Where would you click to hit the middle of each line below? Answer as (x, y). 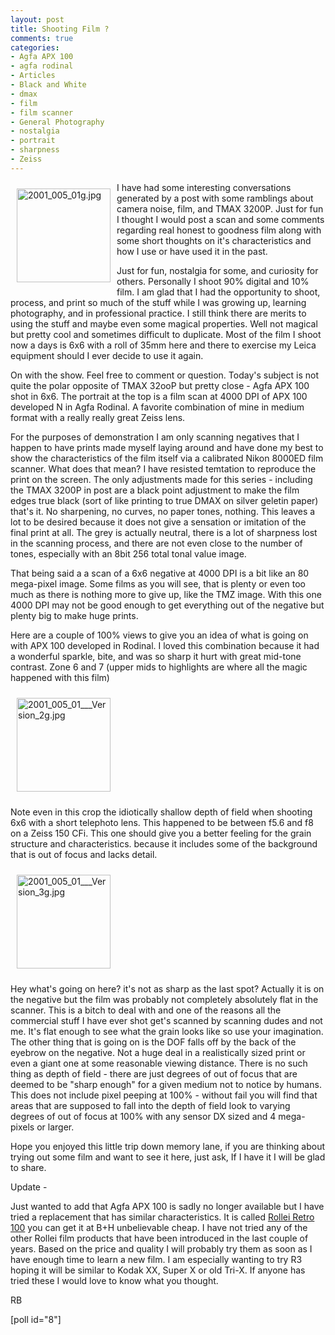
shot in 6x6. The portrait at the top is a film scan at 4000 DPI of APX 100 (159, 396)
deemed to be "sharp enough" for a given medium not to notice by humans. (166, 1084)
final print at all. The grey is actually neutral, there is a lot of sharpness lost (164, 532)
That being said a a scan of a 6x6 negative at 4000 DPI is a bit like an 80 (160, 573)
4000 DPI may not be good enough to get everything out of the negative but (167, 605)
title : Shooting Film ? (60, 29)
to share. (28, 1167)
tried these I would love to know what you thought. (114, 1280)
